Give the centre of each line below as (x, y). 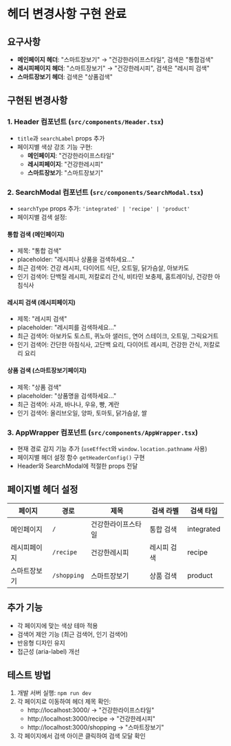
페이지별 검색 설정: (42, 217)
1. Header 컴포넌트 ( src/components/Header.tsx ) (85, 122)
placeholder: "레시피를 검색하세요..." (67, 327)
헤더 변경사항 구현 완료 (67, 14)
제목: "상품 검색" (39, 387)
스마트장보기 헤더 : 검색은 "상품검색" (65, 77)
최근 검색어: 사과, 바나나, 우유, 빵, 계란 (68, 404)
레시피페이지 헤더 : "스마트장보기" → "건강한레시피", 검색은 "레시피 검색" (113, 68)
